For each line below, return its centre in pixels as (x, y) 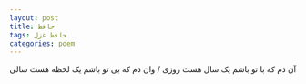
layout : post (34, 18)
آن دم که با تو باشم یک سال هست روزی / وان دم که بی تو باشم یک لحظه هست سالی (153, 69)
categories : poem (42, 43)
